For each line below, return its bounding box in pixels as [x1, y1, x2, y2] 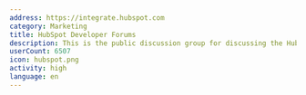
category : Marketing [9, 22, 88, 31]
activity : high [9, 64, 67, 73]
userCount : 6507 [9, 47, 71, 56]
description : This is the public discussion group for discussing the [9, 38, 283, 48]
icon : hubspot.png [9, 55, 79, 64]
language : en [9, 72, 59, 81]
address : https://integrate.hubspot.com [9, 13, 166, 23]
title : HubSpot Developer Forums [9, 30, 137, 39]
